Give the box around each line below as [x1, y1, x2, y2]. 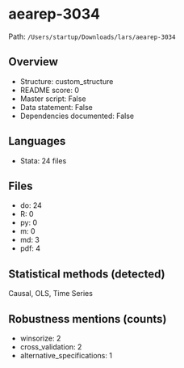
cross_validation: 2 [19, 342, 82, 352]
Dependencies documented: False [19, 111, 135, 121]
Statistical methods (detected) [8, 267, 165, 281]
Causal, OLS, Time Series [8, 289, 93, 298]
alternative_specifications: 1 [19, 351, 113, 360]
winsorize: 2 [19, 333, 61, 343]
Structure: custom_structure [19, 76, 114, 86]
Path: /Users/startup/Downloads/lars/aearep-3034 [8, 32, 176, 41]
